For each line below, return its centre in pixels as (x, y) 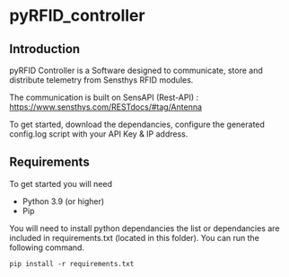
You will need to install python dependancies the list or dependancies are (144, 228)
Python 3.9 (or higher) (63, 201)
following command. (47, 247)
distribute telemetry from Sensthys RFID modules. (101, 80)
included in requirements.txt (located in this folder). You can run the (135, 237)
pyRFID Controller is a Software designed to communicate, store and (136, 70)
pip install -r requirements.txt (72, 264)
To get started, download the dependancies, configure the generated (137, 124)
